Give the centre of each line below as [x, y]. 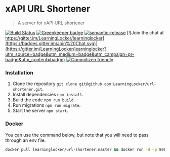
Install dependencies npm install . [48, 95]
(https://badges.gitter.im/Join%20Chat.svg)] [51, 43]
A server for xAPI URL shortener [51, 23]
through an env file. [26, 140]
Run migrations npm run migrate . [47, 105]
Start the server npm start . [40, 111]
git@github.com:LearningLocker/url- [118, 84]
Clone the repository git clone [45, 84]
